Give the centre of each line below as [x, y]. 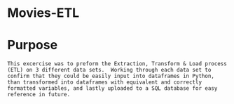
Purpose [33, 45]
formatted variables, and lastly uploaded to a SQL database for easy [112, 89]
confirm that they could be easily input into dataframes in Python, [111, 76]
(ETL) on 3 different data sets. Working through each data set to [109, 70]
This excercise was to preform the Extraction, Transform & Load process [117, 64]
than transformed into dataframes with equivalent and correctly [104, 82]
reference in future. [39, 95]
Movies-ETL [43, 13]
